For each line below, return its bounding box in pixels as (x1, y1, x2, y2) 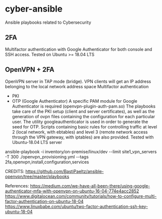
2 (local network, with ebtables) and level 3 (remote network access (12, 129, 148, 135)
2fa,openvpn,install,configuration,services (5, 159, 89, 165)
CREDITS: (5, 168, 25, 174)
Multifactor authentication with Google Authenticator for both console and (5, 46, 152, 52)
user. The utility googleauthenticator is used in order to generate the (12, 119, 148, 125)
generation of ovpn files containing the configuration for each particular (12, 113, 155, 119)
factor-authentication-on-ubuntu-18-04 (5, 198, 84, 204)
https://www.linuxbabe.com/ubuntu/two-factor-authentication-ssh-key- (5, 203, 148, 209)
